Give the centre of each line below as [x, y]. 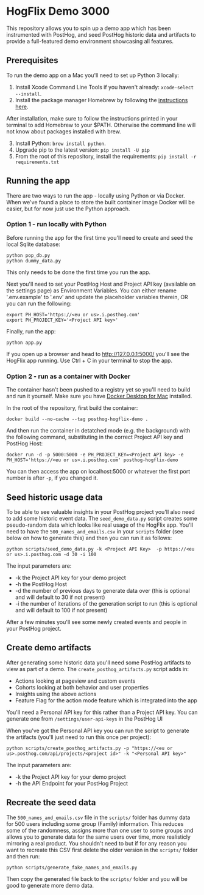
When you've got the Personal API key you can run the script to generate [98, 730]
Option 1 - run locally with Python [56, 225]
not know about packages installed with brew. [64, 131]
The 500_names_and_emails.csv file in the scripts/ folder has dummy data [98, 817]
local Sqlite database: [33, 244]
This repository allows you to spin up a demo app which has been [89, 28]
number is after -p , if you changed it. [52, 478]
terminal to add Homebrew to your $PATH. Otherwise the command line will [101, 125]
